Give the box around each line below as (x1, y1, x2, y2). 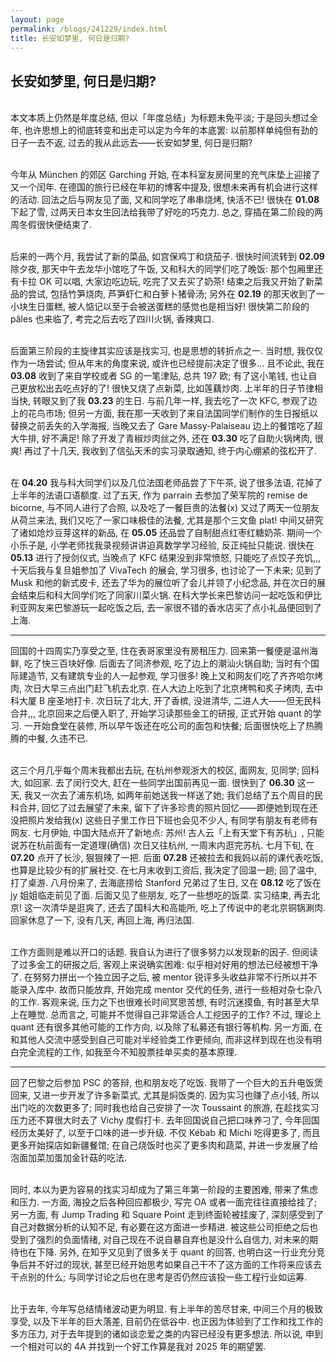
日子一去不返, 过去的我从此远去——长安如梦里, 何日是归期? (10, 137, 253, 149)
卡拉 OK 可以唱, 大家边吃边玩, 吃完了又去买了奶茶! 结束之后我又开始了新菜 (18, 276, 323, 288)
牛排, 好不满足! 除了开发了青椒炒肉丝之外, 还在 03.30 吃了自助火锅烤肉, (18, 432, 313, 445)
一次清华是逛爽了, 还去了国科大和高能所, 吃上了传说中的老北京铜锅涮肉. (32, 902, 326, 914)
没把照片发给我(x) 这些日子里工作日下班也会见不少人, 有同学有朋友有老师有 (10, 814, 318, 826)
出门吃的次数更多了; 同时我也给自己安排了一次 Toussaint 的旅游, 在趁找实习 (10, 1102, 320, 1114)
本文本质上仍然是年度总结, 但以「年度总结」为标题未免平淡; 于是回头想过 (10, 112, 310, 124)
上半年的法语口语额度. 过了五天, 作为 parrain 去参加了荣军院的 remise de (10, 489, 308, 501)
